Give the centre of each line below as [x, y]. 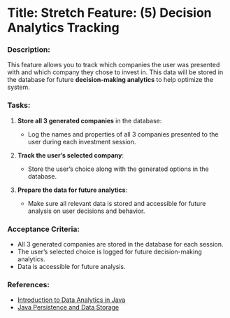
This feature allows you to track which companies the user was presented [114, 65]
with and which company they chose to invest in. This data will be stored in [115, 72]
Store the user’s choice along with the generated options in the [118, 169]
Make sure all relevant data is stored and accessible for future [117, 203]
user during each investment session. [82, 141]
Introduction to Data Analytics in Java [71, 300]
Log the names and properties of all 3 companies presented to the [123, 134]
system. [19, 87]
